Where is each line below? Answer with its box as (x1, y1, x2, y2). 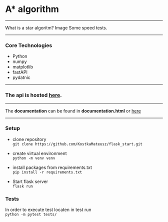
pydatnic (12, 74, 31, 80)
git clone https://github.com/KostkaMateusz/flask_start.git (12, 141, 143, 146)
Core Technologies (5, 41, 52, 48)
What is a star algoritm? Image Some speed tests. (5, 24, 107, 30)
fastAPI (12, 69, 27, 75)
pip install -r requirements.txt (12, 169, 82, 174)
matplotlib (12, 64, 33, 70)
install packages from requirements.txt (12, 164, 92, 170)
